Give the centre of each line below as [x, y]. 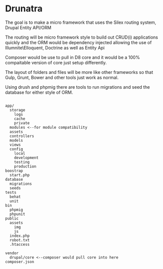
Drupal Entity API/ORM [28, 27]
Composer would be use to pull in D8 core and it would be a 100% [73, 57]
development [26, 158]
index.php [20, 236]
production [25, 166]
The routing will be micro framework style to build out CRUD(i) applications [82, 37]
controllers [22, 136]
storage [18, 110]
